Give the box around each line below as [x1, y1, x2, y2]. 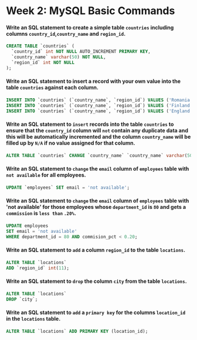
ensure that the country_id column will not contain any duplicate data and [6, 127, 189, 134]
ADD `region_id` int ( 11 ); [6, 265, 69, 271]
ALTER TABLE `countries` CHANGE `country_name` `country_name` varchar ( [6, 152, 188, 158]
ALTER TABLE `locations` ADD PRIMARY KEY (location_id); [6, 328, 148, 334]
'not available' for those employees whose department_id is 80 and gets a [6, 204, 186, 211]
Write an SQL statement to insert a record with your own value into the [6, 78, 181, 85]
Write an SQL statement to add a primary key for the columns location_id [6, 309, 186, 316]
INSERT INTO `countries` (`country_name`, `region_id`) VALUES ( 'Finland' [6, 102, 193, 108]
